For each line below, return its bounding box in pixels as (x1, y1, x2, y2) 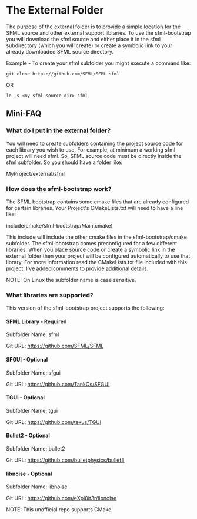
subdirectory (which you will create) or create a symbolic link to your (6, 42, 172, 49)
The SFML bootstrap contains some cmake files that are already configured (6, 198, 189, 205)
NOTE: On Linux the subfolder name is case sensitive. (6, 276, 136, 283)
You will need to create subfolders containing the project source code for (6, 140, 183, 147)
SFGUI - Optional (6, 356, 48, 363)
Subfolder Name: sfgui (6, 369, 61, 376)
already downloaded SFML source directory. (6, 48, 114, 55)
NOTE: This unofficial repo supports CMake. (6, 506, 113, 513)
